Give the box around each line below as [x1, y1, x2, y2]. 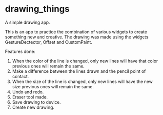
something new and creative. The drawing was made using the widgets [5, 34, 149, 40]
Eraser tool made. [12, 94, 48, 100]
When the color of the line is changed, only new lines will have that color [12, 58, 158, 64]
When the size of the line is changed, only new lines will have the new [12, 79, 153, 84]
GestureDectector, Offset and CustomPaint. [5, 39, 93, 45]
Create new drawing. [12, 104, 55, 110]
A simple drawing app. [5, 19, 50, 25]
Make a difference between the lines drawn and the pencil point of [12, 68, 146, 74]
